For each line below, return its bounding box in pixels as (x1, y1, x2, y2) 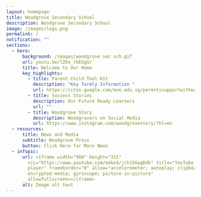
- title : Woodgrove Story (28, 109, 93, 115)
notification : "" (6, 37, 50, 43)
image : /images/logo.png (6, 25, 68, 32)
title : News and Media (22, 132, 79, 138)
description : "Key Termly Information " (32, 82, 135, 88)
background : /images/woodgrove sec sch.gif (22, 53, 133, 59)
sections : (6, 43, 31, 49)
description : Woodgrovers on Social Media (32, 115, 141, 121)
